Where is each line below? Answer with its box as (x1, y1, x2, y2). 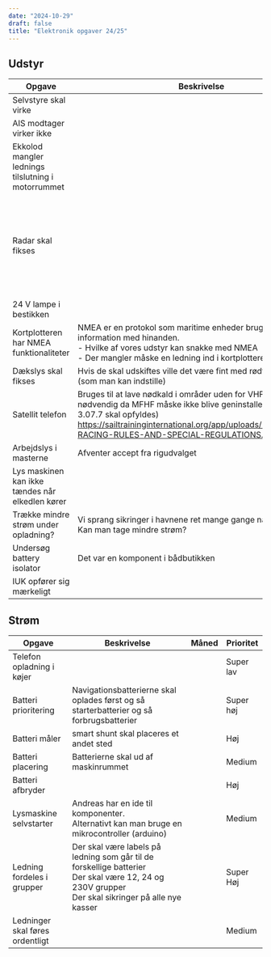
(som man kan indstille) (77, 375, 167, 387)
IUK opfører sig (12, 576, 70, 587)
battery (12, 553, 40, 564)
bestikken (12, 309, 50, 320)
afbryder (12, 785, 46, 795)
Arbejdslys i (12, 443, 58, 454)
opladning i (12, 661, 55, 672)
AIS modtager (12, 118, 65, 129)
